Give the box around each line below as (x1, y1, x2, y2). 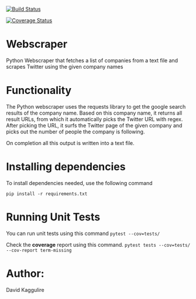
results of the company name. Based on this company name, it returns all (6, 109, 183, 116)
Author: (6, 267, 45, 280)
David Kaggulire (6, 286, 45, 293)
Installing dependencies (6, 160, 126, 173)
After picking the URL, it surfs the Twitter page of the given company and (6, 122, 183, 129)
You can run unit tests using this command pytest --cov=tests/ (6, 230, 160, 237)
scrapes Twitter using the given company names (6, 63, 123, 70)
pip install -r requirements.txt (6, 191, 88, 197)
